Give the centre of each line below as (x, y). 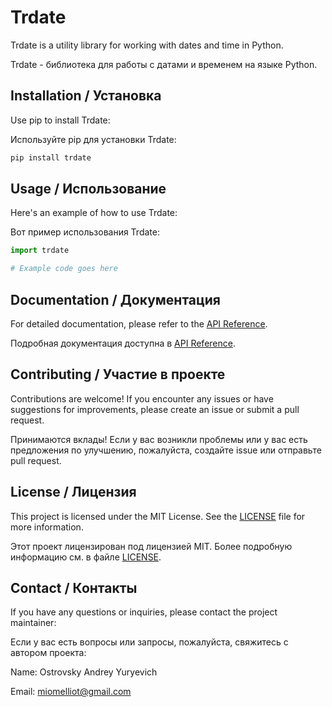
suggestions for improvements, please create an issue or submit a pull (155, 409)
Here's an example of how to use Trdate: (94, 213)
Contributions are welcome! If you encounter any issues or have (142, 398)
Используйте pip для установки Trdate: (93, 139)
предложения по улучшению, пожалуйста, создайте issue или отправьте (166, 450)
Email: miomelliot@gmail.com (71, 692)
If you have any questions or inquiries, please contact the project (144, 612)
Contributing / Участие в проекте (118, 374)
